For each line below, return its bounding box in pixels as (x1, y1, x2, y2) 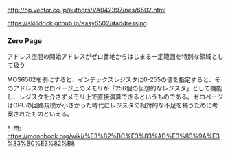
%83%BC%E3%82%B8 (7, 140, 76, 148)
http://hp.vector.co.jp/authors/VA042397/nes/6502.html (7, 6, 166, 14)
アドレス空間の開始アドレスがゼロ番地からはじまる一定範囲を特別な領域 (7, 53, 211, 61)
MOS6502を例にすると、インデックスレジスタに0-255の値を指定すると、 (7, 75, 215, 84)
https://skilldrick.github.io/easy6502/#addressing (7, 19, 148, 27)
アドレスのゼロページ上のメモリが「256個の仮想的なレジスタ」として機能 (12, 84, 222, 92)
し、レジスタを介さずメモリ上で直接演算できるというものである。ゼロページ (7, 92, 224, 101)
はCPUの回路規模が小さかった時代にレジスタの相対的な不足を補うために (7, 101, 213, 110)
